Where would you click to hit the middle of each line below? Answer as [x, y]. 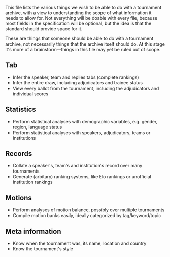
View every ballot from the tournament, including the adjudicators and [86, 88]
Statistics [21, 110]
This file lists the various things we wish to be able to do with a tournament [83, 7]
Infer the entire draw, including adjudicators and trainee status [78, 82]
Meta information [33, 231]
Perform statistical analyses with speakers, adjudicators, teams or [81, 132]
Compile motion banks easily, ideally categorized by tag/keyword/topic [87, 216]
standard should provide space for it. [44, 29]
